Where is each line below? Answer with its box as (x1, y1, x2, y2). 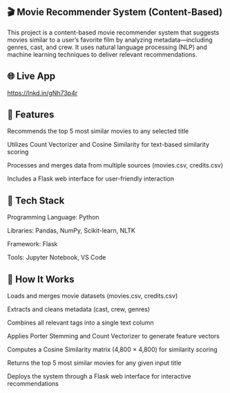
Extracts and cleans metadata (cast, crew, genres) (7, 305, 151, 313)
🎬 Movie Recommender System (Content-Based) (7, 6, 223, 18)
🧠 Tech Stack (7, 194, 65, 206)
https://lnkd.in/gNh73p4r (7, 89, 78, 97)
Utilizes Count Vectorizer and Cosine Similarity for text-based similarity (7, 140, 209, 149)
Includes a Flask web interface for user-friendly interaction (7, 174, 175, 183)
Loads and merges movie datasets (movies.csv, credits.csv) (7, 292, 178, 300)
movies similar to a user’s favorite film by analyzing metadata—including (7, 35, 213, 44)
